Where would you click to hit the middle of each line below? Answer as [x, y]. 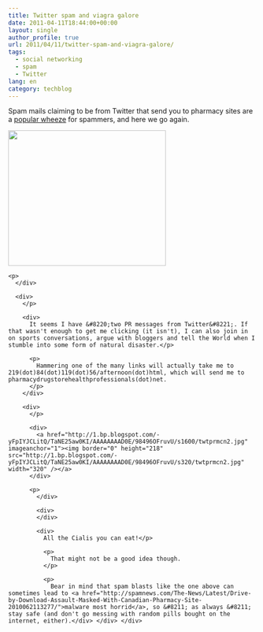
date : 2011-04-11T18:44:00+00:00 [63, 23]
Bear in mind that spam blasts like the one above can [142, 587]
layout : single [33, 30]
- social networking [49, 60]
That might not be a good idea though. [115, 559]
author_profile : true [44, 37]
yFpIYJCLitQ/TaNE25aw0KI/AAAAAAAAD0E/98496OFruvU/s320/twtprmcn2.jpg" [126, 463]
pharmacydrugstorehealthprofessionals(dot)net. [88, 380]
